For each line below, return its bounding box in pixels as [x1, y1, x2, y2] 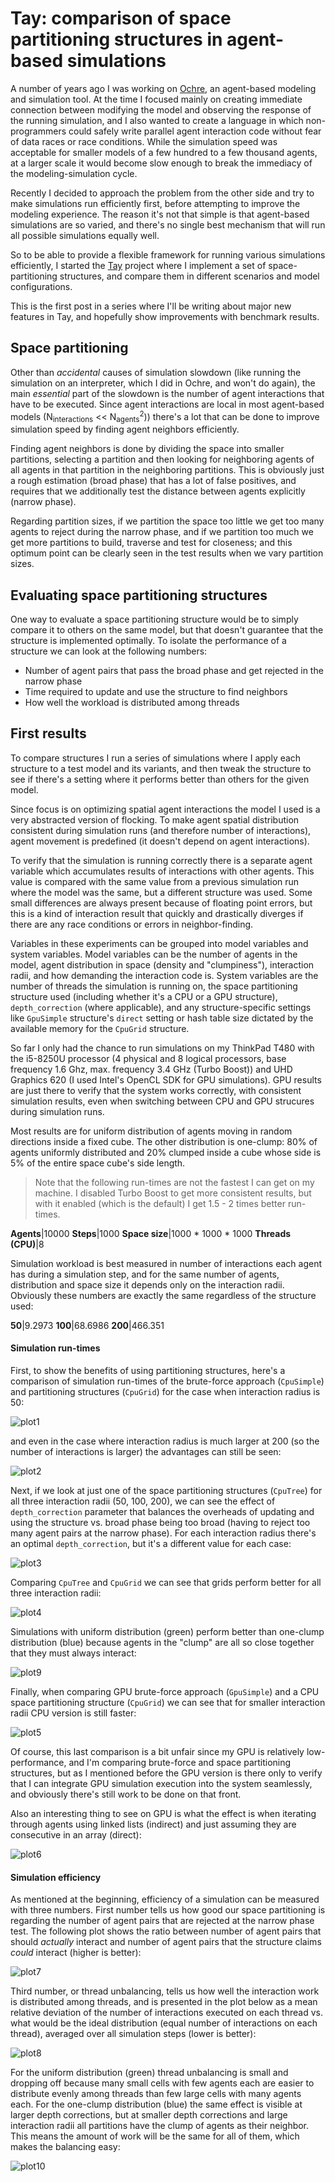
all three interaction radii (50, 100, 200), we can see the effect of [10, 1495, 276, 1507]
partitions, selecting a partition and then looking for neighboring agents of [10, 453, 315, 466]
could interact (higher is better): [10, 1947, 142, 1959]
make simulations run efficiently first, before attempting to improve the [10, 197, 301, 209]
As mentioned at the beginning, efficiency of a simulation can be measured [10, 1893, 320, 1906]
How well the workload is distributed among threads [24, 697, 240, 709]
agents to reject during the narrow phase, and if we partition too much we [10, 526, 314, 538]
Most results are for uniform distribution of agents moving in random [10, 1125, 293, 1137]
